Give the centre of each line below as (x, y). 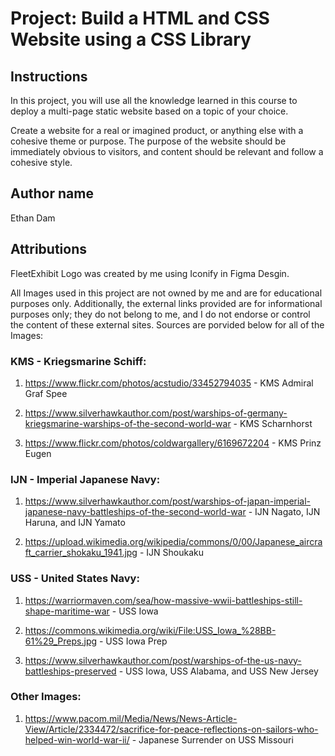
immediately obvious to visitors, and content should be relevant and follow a (167, 151)
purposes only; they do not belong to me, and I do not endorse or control (160, 314)
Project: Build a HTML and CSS (140, 18)
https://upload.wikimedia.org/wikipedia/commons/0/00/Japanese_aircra (173, 542)
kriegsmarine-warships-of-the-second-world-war (128, 423)
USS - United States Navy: (75, 579)
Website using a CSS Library (131, 39)
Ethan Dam (33, 218)
